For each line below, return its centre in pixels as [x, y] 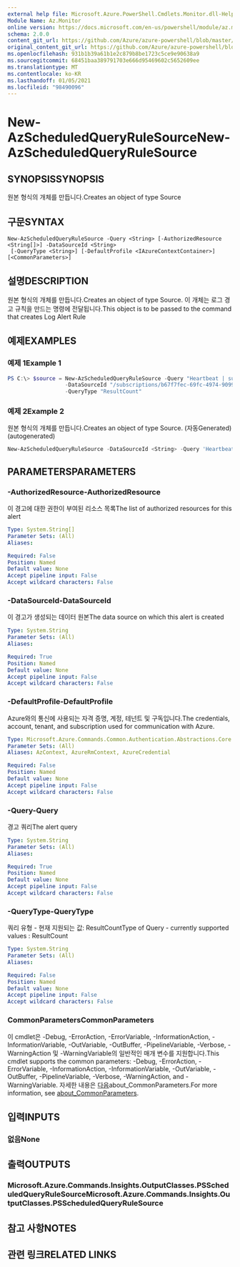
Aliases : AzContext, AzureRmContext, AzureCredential [89, 752]
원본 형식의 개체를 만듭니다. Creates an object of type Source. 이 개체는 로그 [115, 299]
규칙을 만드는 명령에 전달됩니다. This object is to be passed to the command [123, 309]
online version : [31, 27]
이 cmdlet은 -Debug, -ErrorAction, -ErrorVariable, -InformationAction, [109, 1036]
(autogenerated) [31, 436]
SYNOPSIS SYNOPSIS [56, 179]
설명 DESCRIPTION [48, 281]
